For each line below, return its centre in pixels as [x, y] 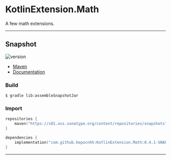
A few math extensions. [30, 23]
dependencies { [21, 138]
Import [14, 108]
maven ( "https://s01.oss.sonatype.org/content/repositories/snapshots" [91, 124]
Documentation [29, 72]
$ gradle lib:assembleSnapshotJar [42, 96]
